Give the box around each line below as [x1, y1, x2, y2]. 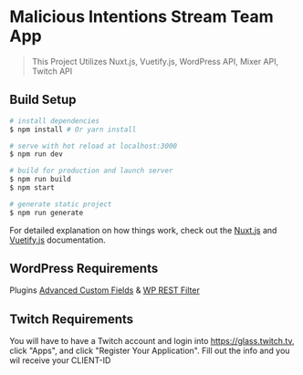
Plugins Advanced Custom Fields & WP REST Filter [9, 285, 201, 296]
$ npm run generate [9, 208, 84, 217]
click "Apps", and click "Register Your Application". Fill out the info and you [9, 345, 290, 357]
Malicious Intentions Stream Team [9, 6, 274, 27]
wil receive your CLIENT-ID [9, 355, 111, 366]
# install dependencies [9, 116, 100, 125]
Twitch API [31, 66, 73, 77]
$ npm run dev [9, 150, 64, 159]
